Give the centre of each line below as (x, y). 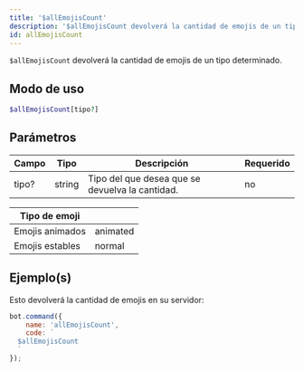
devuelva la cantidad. (133, 189)
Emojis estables (47, 245)
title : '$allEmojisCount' (58, 18)
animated (114, 231)
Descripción (162, 163)
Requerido (267, 163)
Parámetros (43, 138)
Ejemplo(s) (41, 278)
